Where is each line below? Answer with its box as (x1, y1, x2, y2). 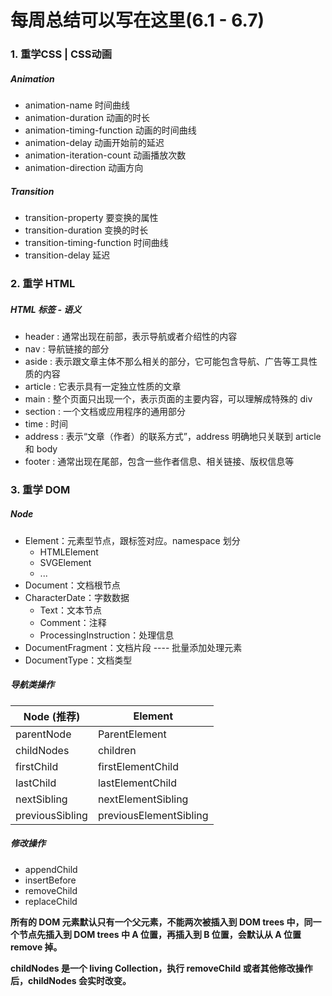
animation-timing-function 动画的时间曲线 (24, 124, 197, 136)
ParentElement (97, 727, 167, 741)
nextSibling (15, 792, 68, 806)
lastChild (15, 776, 57, 790)
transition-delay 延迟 (24, 249, 111, 261)
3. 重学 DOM (10, 482, 71, 496)
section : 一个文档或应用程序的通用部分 (24, 405, 186, 417)
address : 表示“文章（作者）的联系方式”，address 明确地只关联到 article (24, 430, 322, 442)
